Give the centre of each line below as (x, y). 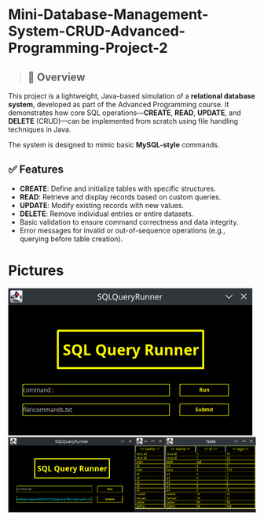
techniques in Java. (40, 129)
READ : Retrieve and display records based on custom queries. (120, 197)
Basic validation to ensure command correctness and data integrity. (129, 221)
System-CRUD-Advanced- (97, 31)
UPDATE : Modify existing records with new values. (102, 205)
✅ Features (36, 170)
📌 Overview (56, 77)
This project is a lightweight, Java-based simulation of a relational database (132, 96)
